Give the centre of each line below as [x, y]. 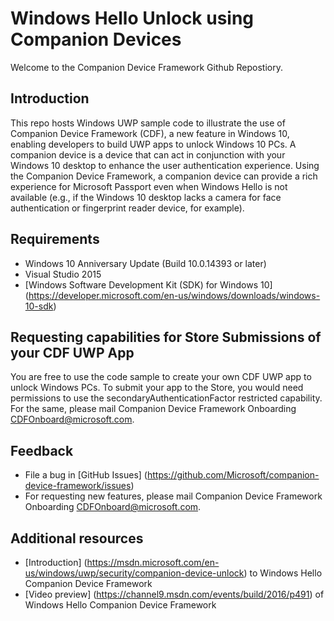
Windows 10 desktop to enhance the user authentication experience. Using [165, 165]
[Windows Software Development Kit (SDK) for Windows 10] [148, 284]
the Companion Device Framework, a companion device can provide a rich [164, 176]
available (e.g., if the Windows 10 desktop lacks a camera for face [146, 197]
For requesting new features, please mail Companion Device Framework [173, 496]
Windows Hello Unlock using [132, 18]
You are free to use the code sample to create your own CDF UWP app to [161, 377]
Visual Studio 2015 [63, 274]
